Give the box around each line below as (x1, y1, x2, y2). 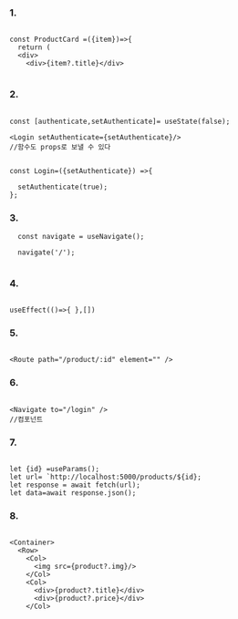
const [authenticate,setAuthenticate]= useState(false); (9, 117, 231, 126)
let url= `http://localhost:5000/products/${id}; (9, 472, 202, 482)
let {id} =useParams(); (9, 465, 100, 474)
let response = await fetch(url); (9, 480, 141, 490)
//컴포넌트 (9, 415, 44, 424)
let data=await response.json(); (9, 489, 137, 498)
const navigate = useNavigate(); (17, 232, 145, 241)
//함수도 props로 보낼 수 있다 (9, 142, 111, 151)
